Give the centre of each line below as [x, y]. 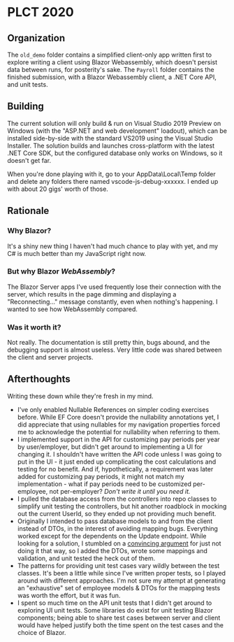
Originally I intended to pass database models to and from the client [115, 521]
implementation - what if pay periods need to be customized [104, 484]
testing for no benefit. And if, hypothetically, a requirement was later [115, 469]
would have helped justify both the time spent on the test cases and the [120, 625]
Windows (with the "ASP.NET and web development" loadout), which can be [117, 131]
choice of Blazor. [42, 632]
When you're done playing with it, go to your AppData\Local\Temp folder [112, 174]
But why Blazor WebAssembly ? [61, 271]
